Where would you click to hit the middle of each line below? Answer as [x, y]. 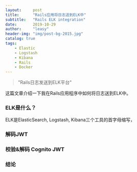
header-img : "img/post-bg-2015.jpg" [44, 34]
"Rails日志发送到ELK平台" [45, 82]
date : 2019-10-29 [31, 24]
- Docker [24, 67]
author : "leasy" [27, 29]
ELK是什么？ [21, 108]
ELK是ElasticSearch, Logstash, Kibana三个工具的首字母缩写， [70, 120]
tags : [11, 44]
